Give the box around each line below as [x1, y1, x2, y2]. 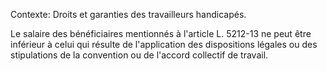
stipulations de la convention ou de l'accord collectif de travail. [10, 49, 269, 61]
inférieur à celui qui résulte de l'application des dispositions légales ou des [10, 39, 318, 50]
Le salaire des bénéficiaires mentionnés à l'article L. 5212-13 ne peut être [10, 28, 312, 39]
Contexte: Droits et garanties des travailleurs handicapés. [10, 9, 247, 20]
